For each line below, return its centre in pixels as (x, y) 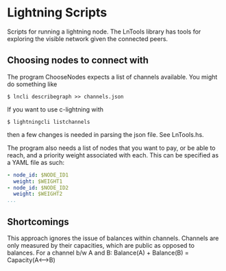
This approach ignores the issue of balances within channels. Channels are (113, 238)
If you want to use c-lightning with (55, 109)
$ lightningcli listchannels (49, 122)
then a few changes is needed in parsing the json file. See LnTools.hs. (105, 134)
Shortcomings (38, 221)
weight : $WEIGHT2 (38, 194)
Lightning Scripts (57, 13)
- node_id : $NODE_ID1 (38, 175)
